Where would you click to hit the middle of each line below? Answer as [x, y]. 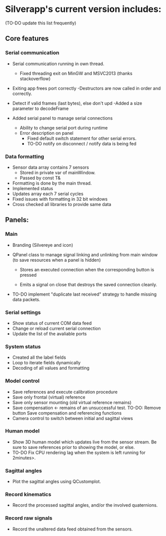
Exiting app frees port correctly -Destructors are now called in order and [86, 88]
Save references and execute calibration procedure [65, 392]
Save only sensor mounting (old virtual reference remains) [72, 402]
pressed [28, 275]
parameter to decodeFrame [40, 108]
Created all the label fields [39, 357]
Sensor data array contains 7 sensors [51, 167]
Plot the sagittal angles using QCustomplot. [56, 482]
